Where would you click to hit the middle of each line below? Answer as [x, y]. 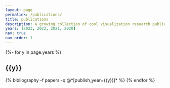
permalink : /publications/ [34, 15]
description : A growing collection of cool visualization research [78, 24]
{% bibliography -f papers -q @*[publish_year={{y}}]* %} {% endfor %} [80, 80]
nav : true [16, 33]
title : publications [27, 19]
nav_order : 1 [19, 38]
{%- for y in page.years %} [33, 52]
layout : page [19, 10]
